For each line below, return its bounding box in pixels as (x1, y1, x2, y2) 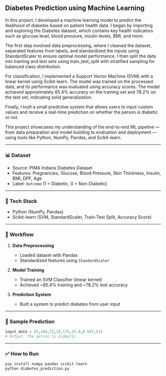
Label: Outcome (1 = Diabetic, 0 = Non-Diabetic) (12, 181, 108, 187)
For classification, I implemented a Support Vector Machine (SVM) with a (5, 73, 153, 79)
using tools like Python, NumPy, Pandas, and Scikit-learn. (5, 134, 122, 140)
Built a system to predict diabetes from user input (19, 301, 121, 307)
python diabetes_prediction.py (5, 366, 70, 371)
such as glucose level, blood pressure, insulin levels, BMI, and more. (5, 33, 144, 39)
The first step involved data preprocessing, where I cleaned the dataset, (5, 42, 152, 49)
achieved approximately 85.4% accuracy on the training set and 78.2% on (5, 89, 156, 95)
